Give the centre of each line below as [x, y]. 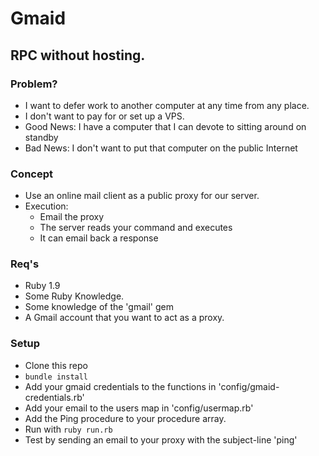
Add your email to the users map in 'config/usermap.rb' [139, 408]
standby [41, 137]
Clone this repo [56, 365]
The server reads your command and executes [136, 228]
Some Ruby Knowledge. [74, 296]
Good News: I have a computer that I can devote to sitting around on [165, 126]
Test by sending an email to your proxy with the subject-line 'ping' [161, 439]
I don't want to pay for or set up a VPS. [104, 116]
